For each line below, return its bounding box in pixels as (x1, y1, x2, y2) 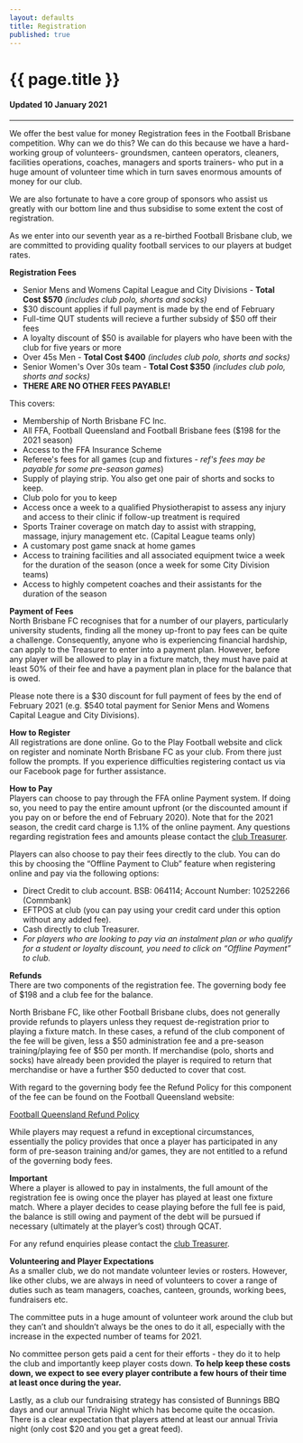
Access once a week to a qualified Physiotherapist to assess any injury (22, 501, 287, 512)
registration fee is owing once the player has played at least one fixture (9, 1192, 273, 1203)
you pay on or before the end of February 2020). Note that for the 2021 (9, 811, 273, 822)
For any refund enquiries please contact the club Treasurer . (9, 1238, 230, 1249)
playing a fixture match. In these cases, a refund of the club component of (9, 1026, 286, 1036)
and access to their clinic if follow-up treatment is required (22, 511, 241, 522)
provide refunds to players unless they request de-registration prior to (9, 1016, 270, 1026)
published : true (9, 30, 70, 39)
